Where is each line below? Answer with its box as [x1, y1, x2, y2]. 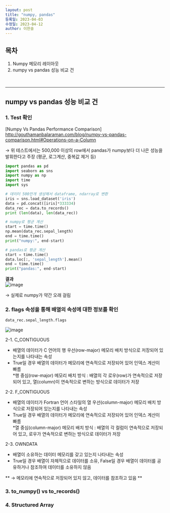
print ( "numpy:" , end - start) [5, 238, 65, 243]
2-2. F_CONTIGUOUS [5, 389, 50, 395]
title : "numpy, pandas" [5, 12, 56, 17]
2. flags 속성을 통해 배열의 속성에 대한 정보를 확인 [5, 306, 119, 313]
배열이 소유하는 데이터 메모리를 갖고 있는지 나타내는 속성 [12, 451, 124, 458]
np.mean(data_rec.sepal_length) [5, 229, 73, 234]
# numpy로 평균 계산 [5, 220, 44, 225]
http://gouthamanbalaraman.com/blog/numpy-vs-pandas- [5, 131, 127, 137]
